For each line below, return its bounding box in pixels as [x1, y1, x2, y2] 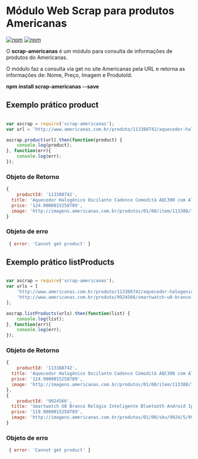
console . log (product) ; [16, 143, 72, 148]
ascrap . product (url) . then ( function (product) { [6, 137, 123, 143]
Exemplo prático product [6, 100, 99, 110]
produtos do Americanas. [6, 54, 68, 61]
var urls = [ [6, 283, 38, 289]
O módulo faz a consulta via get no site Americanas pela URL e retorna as [6, 65, 186, 72]
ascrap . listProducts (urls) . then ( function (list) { [6, 311, 131, 316]
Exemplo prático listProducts [6, 257, 115, 267]
